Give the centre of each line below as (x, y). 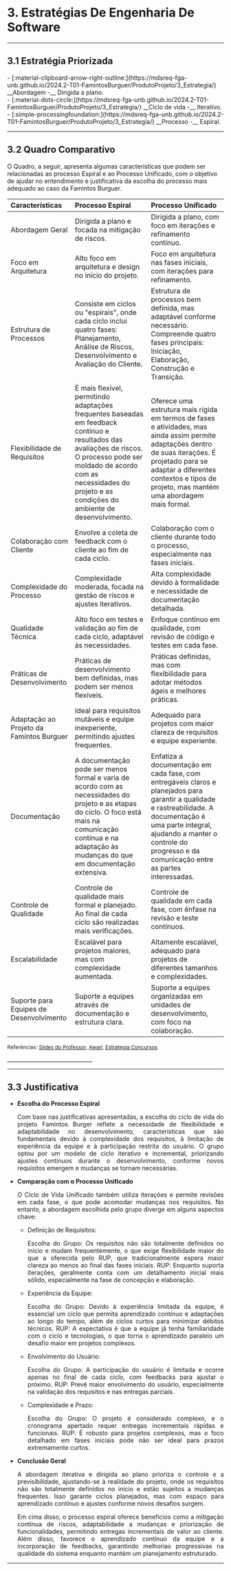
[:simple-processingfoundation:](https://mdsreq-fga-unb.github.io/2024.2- (118, 114)
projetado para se (179, 461)
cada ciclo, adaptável (109, 637)
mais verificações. (104, 930)
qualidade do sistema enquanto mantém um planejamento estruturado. (117, 1554)
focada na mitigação (108, 230)
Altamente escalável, (185, 942)
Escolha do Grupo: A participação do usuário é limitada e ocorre (125, 1370)
